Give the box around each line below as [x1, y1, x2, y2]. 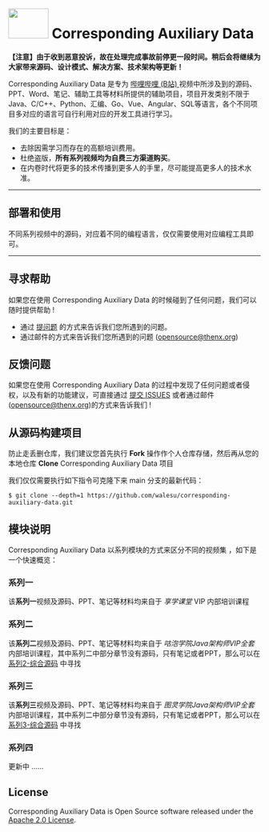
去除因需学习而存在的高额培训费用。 [19, 142, 140, 152]
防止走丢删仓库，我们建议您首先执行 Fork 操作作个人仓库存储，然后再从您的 [8, 449, 259, 458]
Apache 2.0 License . [8, 815, 76, 824]
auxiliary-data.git [8, 498, 74, 507]
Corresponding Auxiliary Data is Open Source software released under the [8, 806, 254, 816]
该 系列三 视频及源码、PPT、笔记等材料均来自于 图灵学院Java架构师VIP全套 [8, 700, 255, 710]
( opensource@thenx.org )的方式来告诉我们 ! [8, 400, 152, 410]
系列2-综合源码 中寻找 [8, 658, 82, 668]
